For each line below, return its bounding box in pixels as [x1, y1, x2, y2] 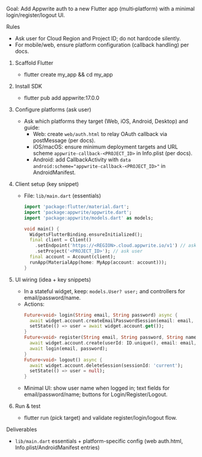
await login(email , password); [29, 346, 108, 352]
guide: [23, 124, 40, 131]
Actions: [23, 300, 45, 308]
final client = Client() [29, 237, 92, 243]
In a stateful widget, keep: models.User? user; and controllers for [23, 287, 185, 294]
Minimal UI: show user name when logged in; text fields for [23, 385, 170, 392]
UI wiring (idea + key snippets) [14, 276, 91, 283]
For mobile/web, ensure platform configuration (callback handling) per [14, 42, 189, 48]
